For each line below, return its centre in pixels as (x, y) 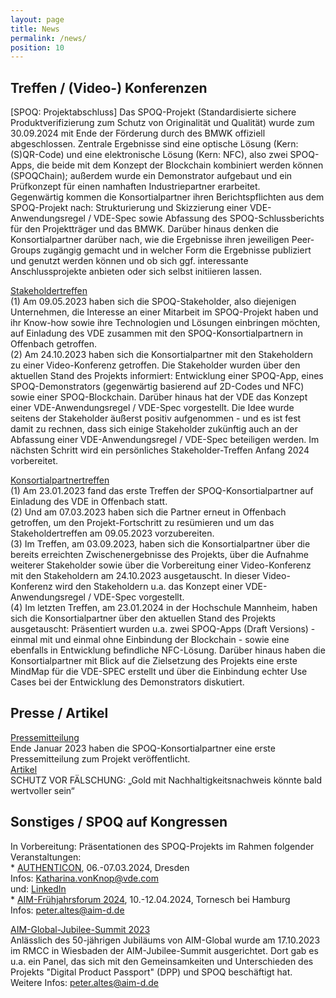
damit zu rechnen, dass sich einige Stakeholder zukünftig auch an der (154, 429)
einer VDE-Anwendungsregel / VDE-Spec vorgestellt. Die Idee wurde (152, 408)
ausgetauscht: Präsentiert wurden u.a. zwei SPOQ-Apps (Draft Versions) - (163, 629)
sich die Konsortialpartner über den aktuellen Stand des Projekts (143, 618)
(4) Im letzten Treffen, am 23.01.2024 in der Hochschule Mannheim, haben (164, 608)
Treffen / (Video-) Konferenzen (109, 87)
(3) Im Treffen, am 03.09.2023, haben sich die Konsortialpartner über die (160, 544)
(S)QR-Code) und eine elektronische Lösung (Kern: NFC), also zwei (149, 155)
